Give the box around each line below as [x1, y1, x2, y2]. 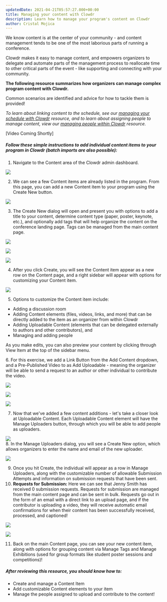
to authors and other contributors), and [12, 327, 93, 333]
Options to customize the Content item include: [12, 296, 110, 302]
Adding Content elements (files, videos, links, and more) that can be [12, 311, 152, 317]
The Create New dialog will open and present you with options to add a [12, 208, 158, 214]
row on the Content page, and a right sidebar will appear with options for [12, 272, 162, 278]
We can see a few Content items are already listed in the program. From [12, 178, 160, 184]
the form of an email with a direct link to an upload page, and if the [12, 497, 149, 503]
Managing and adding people [12, 333, 73, 339]
